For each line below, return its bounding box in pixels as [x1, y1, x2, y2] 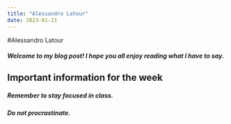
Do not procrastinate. [7, 109, 71, 117]
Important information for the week [7, 72, 164, 84]
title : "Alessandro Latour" [7, 10, 89, 17]
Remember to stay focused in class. [7, 91, 113, 100]
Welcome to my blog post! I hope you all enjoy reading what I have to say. [7, 52, 225, 60]
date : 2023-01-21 [7, 17, 58, 24]
